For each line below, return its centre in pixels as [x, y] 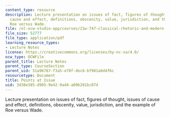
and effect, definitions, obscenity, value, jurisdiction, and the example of [80, 104]
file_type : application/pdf [35, 38]
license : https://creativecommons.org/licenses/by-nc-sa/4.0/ [72, 52]
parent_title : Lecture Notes [36, 62]
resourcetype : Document [30, 76]
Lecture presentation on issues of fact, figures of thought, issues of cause [82, 99]
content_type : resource [30, 10]
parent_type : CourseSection [35, 66]
